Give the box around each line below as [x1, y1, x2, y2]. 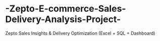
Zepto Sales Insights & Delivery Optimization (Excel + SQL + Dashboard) [5, 30, 155, 36]
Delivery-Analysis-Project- [5, 13, 121, 25]
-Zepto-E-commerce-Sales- [5, 3, 126, 14]
